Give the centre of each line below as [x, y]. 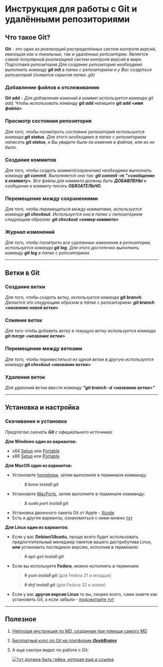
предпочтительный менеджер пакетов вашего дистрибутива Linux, [82, 542]
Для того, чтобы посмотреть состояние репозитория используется [75, 131]
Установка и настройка [42, 408]
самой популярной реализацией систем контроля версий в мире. [74, 59]
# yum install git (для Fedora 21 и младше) [68, 575]
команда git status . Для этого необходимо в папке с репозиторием [76, 137]
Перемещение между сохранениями [51, 198]
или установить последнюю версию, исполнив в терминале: [75, 547]
